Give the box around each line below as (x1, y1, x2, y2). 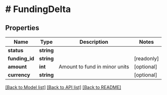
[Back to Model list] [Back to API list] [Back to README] (5, 84, 121, 90)
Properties (5, 24, 39, 32)
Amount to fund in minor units (58, 63, 130, 70)
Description (79, 39, 109, 45)
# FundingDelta (5, 4, 71, 15)
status (8, 47, 24, 54)
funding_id (8, 55, 34, 62)
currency (8, 71, 30, 78)
